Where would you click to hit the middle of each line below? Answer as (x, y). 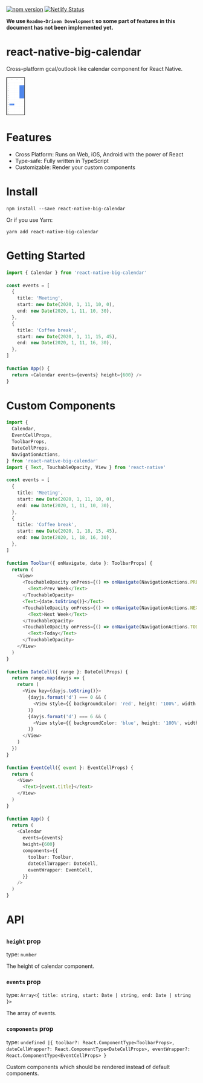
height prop (24, 941)
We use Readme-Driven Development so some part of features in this (91, 21)
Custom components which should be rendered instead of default (88, 1067)
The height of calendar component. (50, 966)
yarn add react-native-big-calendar (52, 232)
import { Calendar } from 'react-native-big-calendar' (77, 273)
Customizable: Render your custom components (75, 167)
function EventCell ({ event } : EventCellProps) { (70, 768)
